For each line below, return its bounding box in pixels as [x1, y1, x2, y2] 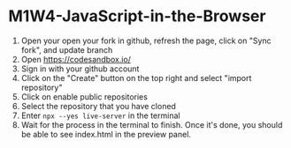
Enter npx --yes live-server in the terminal [20, 110, 180, 121]
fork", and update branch [20, 44, 113, 55]
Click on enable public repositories [20, 91, 148, 102]
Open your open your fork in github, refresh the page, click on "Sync [20, 35, 272, 46]
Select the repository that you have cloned [20, 100, 176, 111]
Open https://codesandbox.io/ [20, 54, 132, 64]
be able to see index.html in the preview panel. [20, 129, 192, 139]
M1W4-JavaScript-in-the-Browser [8, 6, 266, 26]
